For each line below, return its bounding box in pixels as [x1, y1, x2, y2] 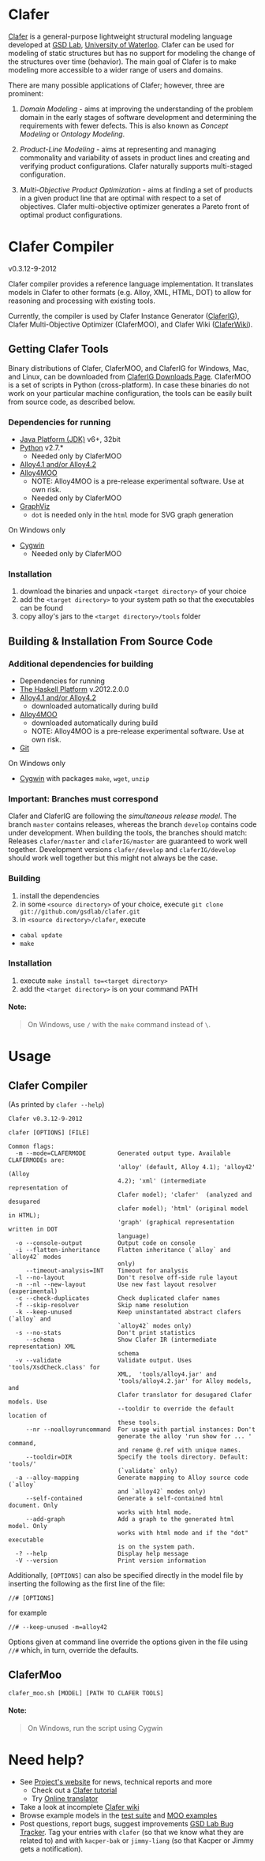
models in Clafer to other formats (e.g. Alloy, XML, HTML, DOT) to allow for [8, 287, 252, 297]
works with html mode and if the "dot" [117, 1529, 248, 1538]
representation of [8, 1184, 69, 1192]
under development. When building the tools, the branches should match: [8, 828, 247, 838]
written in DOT [8, 1225, 58, 1234]
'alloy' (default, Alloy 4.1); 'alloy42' [117, 1164, 256, 1172]
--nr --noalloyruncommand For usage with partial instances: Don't [25, 1426, 256, 1433]
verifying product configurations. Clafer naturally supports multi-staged [19, 161, 252, 170]
